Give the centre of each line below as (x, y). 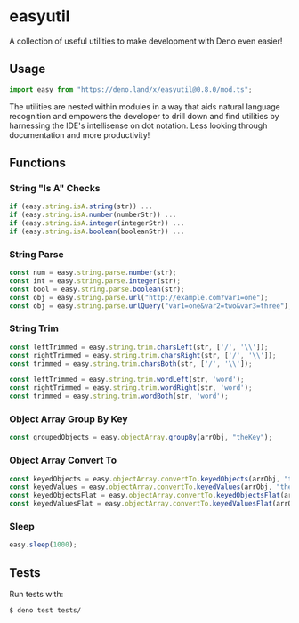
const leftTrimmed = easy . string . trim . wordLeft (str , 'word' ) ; (127, 380)
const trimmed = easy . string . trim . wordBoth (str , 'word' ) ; (119, 396)
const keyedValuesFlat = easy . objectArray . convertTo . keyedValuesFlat (141, 504)
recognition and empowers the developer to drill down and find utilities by (144, 116)
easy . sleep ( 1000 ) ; (43, 545)
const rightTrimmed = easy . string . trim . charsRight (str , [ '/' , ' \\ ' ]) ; (143, 355)
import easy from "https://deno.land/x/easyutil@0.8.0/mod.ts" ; (131, 89)
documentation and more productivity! (80, 134)
